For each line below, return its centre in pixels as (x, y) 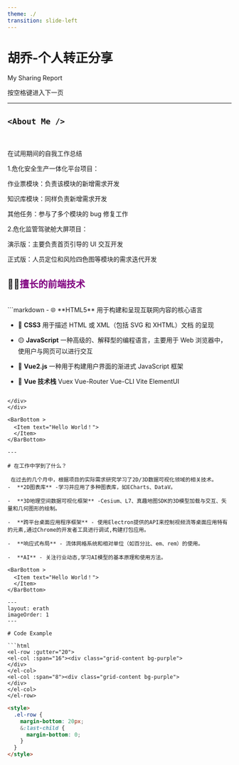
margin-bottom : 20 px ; (52, 721)
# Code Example (30, 633)
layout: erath (28, 609)
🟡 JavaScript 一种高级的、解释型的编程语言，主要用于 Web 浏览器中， (122, 340)
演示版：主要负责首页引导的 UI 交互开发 (65, 244)
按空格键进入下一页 (36, 92)
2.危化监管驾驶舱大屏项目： (48, 229)
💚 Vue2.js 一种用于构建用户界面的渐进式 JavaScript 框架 (100, 366)
